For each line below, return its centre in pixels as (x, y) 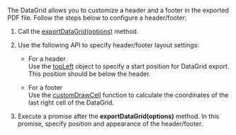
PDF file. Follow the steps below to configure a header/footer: (97, 18)
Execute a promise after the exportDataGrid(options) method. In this (118, 116)
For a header (47, 59)
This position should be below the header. (89, 74)
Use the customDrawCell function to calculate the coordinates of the (128, 95)
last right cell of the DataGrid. (71, 102)
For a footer (45, 87)
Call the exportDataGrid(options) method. (78, 31)
